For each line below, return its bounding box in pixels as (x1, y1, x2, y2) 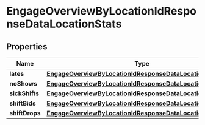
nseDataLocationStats (6, 17, 122, 31)
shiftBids (9, 99, 36, 107)
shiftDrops (9, 109, 41, 117)
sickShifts (9, 89, 40, 98)
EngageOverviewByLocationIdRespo (6, 4, 197, 18)
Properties (6, 41, 48, 52)
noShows (9, 79, 38, 87)
